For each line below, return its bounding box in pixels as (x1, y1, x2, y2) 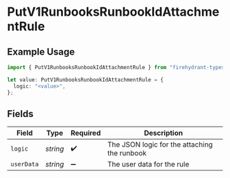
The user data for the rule (107, 160, 190, 169)
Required (71, 128, 101, 138)
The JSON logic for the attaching (107, 140, 214, 149)
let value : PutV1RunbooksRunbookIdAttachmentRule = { (7, 76, 164, 83)
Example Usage (7, 46, 75, 58)
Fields (7, 107, 34, 120)
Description (144, 128, 183, 138)
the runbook (107, 149, 147, 158)
